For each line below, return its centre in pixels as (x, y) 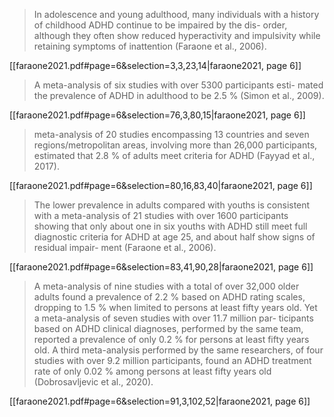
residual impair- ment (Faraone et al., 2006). (125, 247)
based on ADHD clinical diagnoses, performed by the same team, (168, 328)
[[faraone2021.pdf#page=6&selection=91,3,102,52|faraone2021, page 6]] (160, 401)
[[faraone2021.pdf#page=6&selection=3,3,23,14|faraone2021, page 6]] (155, 65)
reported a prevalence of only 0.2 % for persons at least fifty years (171, 339)
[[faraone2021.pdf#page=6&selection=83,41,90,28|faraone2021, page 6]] (161, 267)
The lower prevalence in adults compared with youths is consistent (172, 205)
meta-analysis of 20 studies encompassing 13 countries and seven (171, 134)
